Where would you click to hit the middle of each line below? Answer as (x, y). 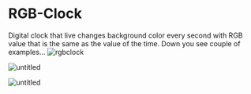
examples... (27, 52)
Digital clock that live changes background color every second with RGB (126, 35)
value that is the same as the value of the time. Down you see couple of (124, 43)
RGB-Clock (45, 14)
